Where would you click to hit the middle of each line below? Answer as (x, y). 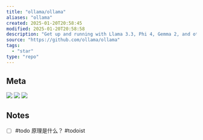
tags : (13, 46)
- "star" (23, 51)
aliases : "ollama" (29, 17)
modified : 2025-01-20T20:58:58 (46, 29)
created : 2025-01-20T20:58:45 (44, 23)
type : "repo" (23, 57)
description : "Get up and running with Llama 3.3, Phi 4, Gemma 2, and (98, 34)
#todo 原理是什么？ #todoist (50, 131)
